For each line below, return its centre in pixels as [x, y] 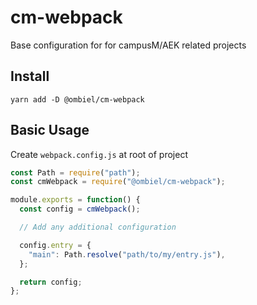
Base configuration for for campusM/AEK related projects [128, 45]
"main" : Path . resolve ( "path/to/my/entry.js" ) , [127, 254]
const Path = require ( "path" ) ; [75, 172]
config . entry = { [55, 245]
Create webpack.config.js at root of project [99, 154]
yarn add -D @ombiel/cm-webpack [77, 99]
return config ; [51, 282]
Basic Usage [50, 130]
